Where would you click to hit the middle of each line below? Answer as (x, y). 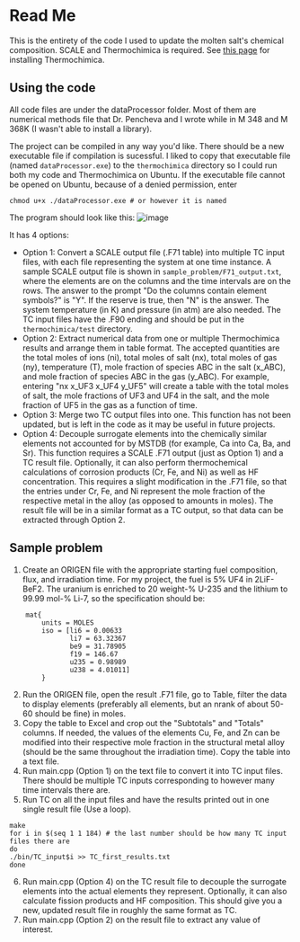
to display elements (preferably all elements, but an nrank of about (146, 704)
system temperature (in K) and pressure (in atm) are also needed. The (151, 309)
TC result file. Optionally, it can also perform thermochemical (135, 462)
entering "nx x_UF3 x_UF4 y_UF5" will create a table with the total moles (155, 386)
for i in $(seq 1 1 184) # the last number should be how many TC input (148, 833)
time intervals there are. (66, 790)
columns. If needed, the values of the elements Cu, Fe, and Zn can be (151, 733)
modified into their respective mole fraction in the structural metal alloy (154, 742)
